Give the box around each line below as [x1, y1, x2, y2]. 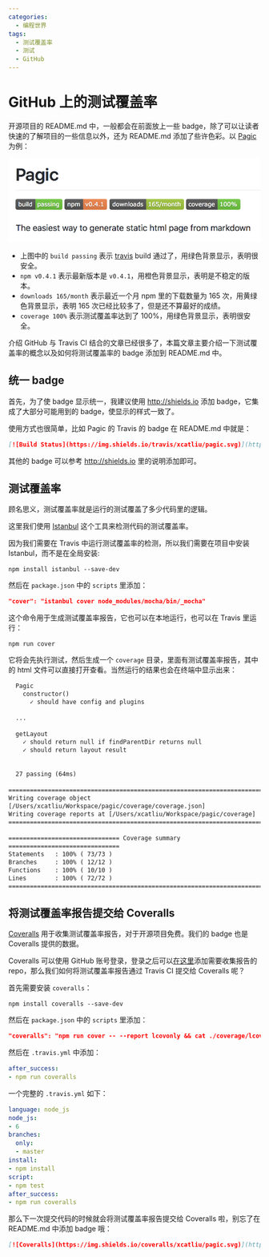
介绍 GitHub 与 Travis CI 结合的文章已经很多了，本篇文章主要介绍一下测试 [8, 337, 251, 348]
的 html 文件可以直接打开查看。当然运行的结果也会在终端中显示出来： [8, 665, 238, 675]
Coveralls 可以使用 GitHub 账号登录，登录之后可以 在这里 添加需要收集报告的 [8, 956, 258, 965]
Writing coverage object [8, 794, 91, 803]
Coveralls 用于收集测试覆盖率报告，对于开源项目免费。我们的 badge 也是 [8, 929, 249, 939]
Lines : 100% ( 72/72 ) [8, 874, 113, 883]
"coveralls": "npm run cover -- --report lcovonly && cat [8, 1032, 206, 1041]
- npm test [8, 1182, 45, 1190]
